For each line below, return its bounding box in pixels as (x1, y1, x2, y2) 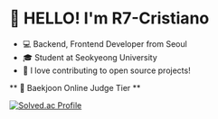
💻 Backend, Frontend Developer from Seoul (22, 38, 187, 49)
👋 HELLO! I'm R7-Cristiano (9, 8, 210, 29)
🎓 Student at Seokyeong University (22, 51, 158, 62)
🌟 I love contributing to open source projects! (22, 65, 192, 76)
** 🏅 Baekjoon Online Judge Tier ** (9, 82, 141, 93)
